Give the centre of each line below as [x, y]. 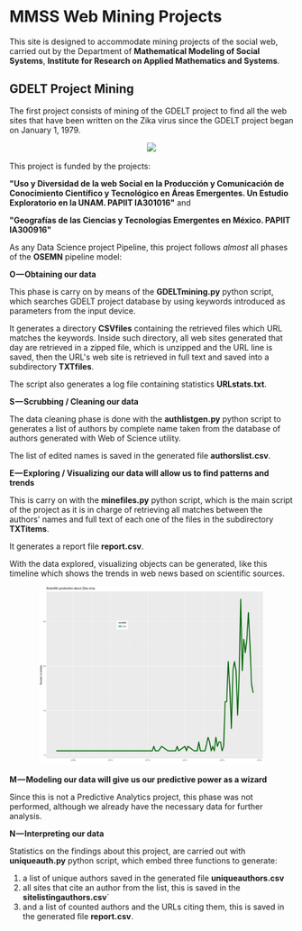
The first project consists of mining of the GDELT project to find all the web [148, 111]
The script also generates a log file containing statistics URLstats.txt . [138, 384]
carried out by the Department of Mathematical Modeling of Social [135, 50]
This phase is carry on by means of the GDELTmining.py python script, [142, 291]
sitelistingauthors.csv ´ [66, 897]
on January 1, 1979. [45, 130]
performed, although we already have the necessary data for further [136, 806]
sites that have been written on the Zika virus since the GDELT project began [151, 120]
